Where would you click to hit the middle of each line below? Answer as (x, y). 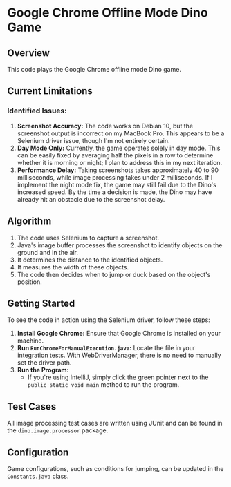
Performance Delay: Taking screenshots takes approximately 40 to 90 (118, 170)
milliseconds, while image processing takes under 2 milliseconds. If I (115, 177)
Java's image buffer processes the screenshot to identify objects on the (120, 245)
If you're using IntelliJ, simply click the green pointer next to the (118, 377)
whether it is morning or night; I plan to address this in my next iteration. (120, 162)
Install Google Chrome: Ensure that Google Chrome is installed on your (119, 334)
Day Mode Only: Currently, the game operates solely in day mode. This (119, 148)
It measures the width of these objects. (73, 267)
